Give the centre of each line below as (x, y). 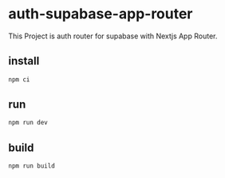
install (24, 61)
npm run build (32, 166)
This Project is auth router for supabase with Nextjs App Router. (113, 36)
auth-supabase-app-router (101, 14)
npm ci (19, 79)
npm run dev (28, 123)
